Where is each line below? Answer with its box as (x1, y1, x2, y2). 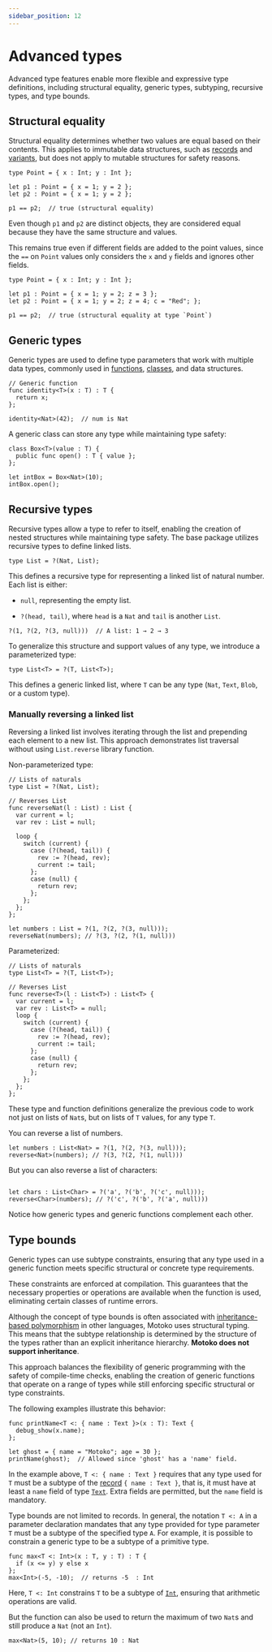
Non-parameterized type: (8, 760, 93, 770)
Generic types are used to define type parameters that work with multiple (8, 355, 254, 365)
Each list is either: (8, 580, 67, 589)
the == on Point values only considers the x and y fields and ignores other (8, 252, 254, 261)
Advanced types (8, 46, 123, 65)
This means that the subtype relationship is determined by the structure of (8, 1329, 257, 1339)
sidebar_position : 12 (8, 11, 82, 20)
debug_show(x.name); (15, 1426, 85, 1435)
